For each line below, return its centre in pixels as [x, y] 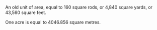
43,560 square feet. [26, 12]
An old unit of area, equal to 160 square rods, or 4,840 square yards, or [79, 7]
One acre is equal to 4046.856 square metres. [53, 22]
